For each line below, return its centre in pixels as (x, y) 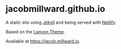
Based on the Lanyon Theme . (35, 32)
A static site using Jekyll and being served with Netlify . (61, 22)
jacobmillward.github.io (55, 9)
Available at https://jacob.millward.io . (43, 41)
